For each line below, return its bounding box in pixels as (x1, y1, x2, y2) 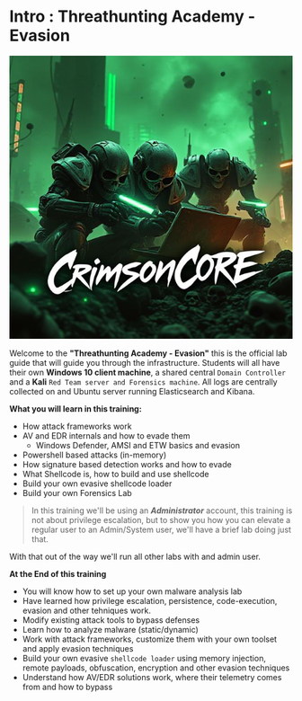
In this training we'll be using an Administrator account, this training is (31, 505, 293, 516)
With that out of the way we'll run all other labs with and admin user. (9, 551, 261, 562)
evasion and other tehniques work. (22, 605, 151, 616)
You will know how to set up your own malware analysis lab (22, 586, 243, 597)
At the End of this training (9, 568, 107, 579)
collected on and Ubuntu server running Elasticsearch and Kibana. (9, 386, 255, 396)
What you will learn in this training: (9, 403, 142, 414)
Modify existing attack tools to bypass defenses (22, 614, 200, 626)
